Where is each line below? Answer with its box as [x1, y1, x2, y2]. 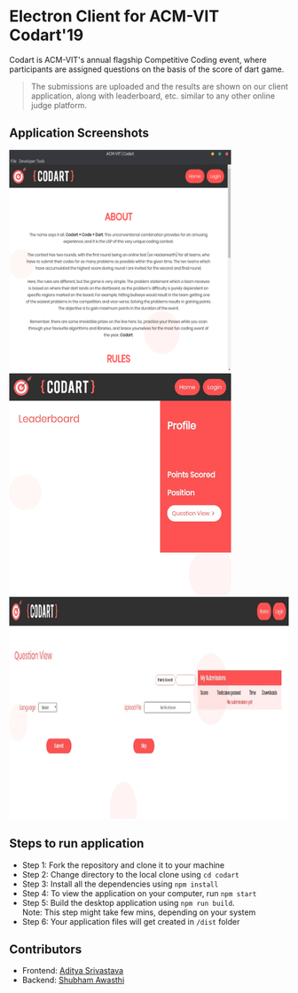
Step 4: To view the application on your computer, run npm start [21, 887, 257, 898]
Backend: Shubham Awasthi [21, 974, 125, 986]
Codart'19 [9, 25, 84, 45]
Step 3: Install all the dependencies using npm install [21, 879, 219, 889]
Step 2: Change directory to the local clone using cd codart [21, 869, 239, 879]
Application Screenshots [9, 126, 149, 141]
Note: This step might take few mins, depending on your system [21, 907, 256, 918]
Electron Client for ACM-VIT [9, 6, 220, 27]
